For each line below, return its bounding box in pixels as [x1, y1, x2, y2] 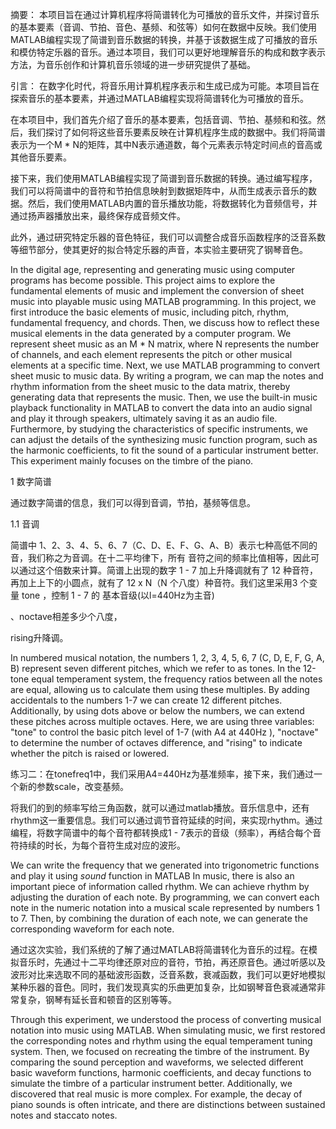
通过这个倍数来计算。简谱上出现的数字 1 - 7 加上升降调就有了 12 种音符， [18, 564, 318, 576]
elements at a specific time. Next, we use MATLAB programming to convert [10, 359, 321, 371]
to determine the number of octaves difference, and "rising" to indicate [10, 737, 303, 748]
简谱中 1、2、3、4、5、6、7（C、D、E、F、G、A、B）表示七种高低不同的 [10, 539, 318, 551]
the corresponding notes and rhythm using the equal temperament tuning [10, 1035, 313, 1047]
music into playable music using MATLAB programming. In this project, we [10, 296, 317, 307]
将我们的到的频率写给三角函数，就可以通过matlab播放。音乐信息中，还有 [10, 802, 310, 813]
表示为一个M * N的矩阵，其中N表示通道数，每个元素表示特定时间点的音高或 [10, 139, 323, 150]
